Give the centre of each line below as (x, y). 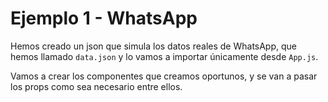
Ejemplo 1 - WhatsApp (104, 18)
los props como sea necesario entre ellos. (96, 86)
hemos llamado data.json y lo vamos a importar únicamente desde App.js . (164, 56)
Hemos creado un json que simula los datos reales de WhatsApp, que (154, 46)
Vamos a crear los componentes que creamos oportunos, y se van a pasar (164, 76)
